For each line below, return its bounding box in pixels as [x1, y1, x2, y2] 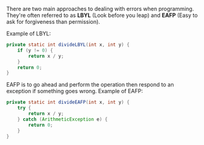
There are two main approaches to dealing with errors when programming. [6, 5, 194, 12]
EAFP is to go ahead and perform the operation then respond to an [6, 81, 174, 88]
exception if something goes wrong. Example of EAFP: [6, 88, 144, 95]
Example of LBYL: [6, 30, 51, 37]
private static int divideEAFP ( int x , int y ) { [6, 99, 130, 105]
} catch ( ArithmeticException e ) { [17, 116, 108, 122]
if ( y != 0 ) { [17, 47, 53, 54]
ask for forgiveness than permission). [6, 18, 101, 25]
